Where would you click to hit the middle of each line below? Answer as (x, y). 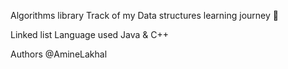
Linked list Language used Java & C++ (90, 34)
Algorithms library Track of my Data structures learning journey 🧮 (144, 15)
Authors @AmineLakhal (59, 54)
